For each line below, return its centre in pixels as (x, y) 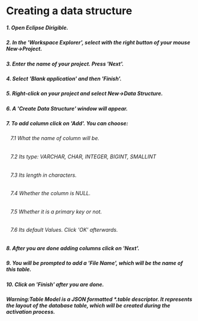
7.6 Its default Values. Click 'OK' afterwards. (64, 230)
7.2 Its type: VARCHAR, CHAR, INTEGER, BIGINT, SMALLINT (83, 157)
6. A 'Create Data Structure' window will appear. (67, 108)
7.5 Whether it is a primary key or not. (56, 212)
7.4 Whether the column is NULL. (51, 193)
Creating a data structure (69, 11)
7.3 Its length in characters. (43, 175)
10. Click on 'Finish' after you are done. (55, 284)
